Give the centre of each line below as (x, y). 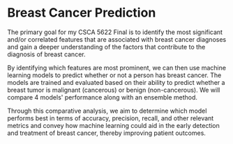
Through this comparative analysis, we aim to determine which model (107, 111)
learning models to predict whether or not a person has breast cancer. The (114, 75)
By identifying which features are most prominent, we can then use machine (117, 67)
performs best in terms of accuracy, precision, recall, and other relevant (111, 118)
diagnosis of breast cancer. (46, 54)
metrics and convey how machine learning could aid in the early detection (113, 125)
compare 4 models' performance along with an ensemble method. (102, 97)
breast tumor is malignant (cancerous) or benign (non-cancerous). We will (114, 90)
